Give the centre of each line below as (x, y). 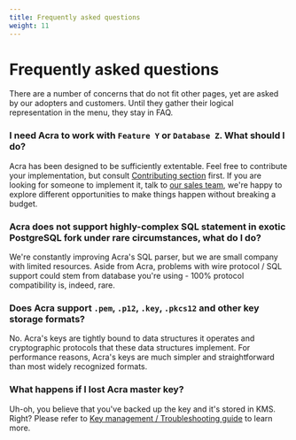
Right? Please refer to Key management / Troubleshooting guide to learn (141, 418)
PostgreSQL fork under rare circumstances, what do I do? (135, 237)
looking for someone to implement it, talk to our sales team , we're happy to (146, 185)
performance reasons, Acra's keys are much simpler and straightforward (142, 357)
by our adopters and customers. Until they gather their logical (121, 104)
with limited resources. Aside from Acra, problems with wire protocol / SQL (146, 266)
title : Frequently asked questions (75, 17)
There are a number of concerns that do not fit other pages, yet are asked (144, 94)
